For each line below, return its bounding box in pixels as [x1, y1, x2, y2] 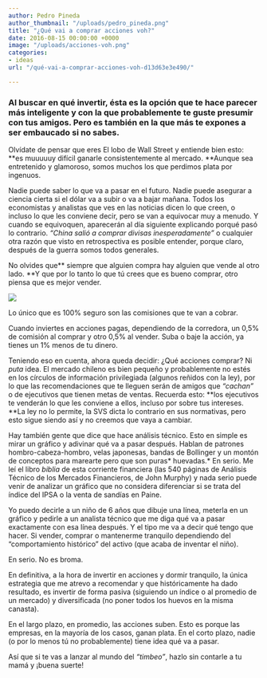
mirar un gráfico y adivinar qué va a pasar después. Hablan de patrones [8, 440, 245, 449]
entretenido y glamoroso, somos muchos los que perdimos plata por [8, 162, 233, 171]
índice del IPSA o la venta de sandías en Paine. [8, 490, 162, 499]
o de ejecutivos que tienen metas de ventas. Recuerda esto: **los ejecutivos [8, 390, 259, 400]
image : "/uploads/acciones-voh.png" [8, 41, 130, 49]
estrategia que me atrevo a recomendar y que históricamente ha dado [8, 579, 238, 589]
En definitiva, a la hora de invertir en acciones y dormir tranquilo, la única [8, 570, 249, 580]
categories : [8, 49, 48, 57]
